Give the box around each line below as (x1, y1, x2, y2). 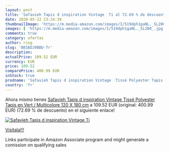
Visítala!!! (5, 127, 24, 133)
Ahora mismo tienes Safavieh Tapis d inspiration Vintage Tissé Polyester (5, 96, 155, 103)
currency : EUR (5, 59, 35, 64)
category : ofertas (5, 36, 44, 41)
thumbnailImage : (5, 21, 39, 27)
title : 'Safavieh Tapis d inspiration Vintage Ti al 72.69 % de (5, 12, 145, 17)
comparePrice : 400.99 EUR (5, 69, 59, 74)
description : (5, 49, 33, 55)
